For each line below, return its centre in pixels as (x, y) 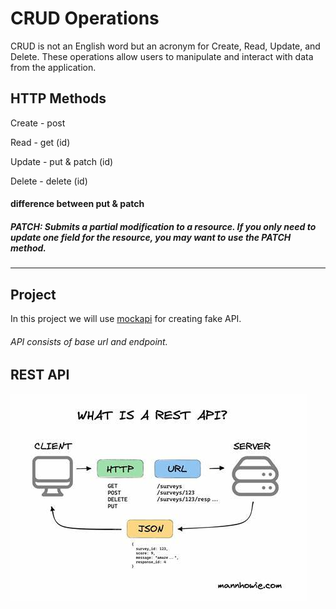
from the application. (53, 67)
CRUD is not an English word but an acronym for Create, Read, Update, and (165, 46)
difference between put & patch (77, 204)
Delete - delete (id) (49, 181)
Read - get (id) (40, 142)
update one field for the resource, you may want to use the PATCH (151, 237)
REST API (40, 375)
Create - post (38, 123)
